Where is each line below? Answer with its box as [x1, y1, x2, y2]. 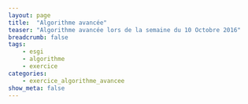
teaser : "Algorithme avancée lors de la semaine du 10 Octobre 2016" [8, 26, 242, 34]
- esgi [22, 48, 44, 56]
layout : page [8, 11, 51, 20]
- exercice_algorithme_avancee [22, 77, 125, 84]
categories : [8, 70, 47, 77]
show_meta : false [8, 84, 65, 92]
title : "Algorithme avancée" [8, 19, 108, 27]
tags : [8, 41, 26, 48]
